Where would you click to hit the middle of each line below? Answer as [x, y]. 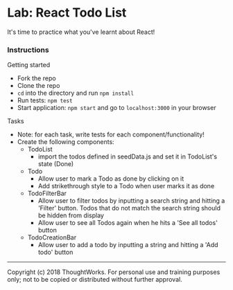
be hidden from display [71, 215]
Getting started [29, 65]
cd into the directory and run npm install [75, 93]
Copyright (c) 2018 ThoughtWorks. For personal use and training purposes [114, 272]
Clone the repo [38, 86]
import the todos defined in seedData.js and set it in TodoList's [127, 156]
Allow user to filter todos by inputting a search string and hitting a [131, 201]
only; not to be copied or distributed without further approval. [95, 280]
